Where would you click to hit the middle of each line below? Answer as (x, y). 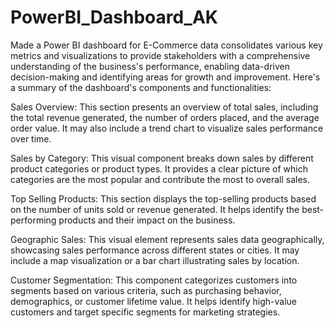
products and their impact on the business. (147, 220)
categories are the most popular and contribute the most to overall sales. (160, 179)
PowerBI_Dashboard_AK (114, 17)
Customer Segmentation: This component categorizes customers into (154, 280)
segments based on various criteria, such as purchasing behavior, (146, 290)
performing (33, 220)
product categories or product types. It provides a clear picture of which (159, 168)
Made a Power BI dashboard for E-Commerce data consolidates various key (166, 45)
